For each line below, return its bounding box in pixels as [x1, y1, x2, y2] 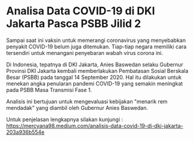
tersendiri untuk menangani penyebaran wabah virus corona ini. [6, 49, 163, 56]
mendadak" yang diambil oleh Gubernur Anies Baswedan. [6, 104, 148, 111]
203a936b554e [6, 128, 45, 136]
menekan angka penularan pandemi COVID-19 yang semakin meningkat [6, 79, 183, 87]
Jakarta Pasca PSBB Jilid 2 [6, 17, 141, 30]
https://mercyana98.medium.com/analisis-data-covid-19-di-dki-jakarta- [6, 122, 183, 129]
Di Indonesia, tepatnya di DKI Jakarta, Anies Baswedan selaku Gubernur [6, 61, 184, 68]
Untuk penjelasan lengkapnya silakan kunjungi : [6, 115, 124, 123]
